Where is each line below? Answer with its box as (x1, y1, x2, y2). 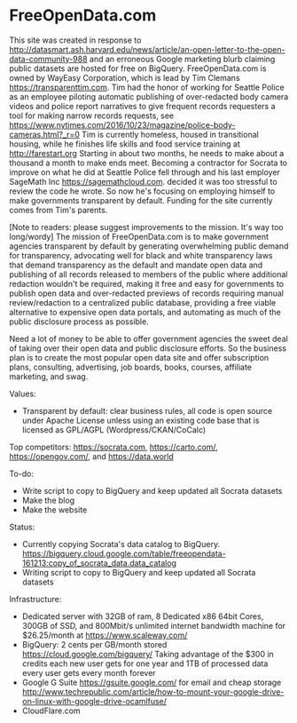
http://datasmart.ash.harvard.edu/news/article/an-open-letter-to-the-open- (9, 44, 285, 54)
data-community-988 (9, 53, 88, 64)
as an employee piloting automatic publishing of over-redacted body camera (9, 91, 289, 102)
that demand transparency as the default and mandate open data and (9, 259, 263, 270)
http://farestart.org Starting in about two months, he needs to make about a (9, 147, 285, 158)
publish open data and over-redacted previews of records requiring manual (9, 288, 284, 298)
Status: (9, 521, 35, 532)
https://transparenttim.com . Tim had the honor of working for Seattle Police (9, 82, 285, 92)
